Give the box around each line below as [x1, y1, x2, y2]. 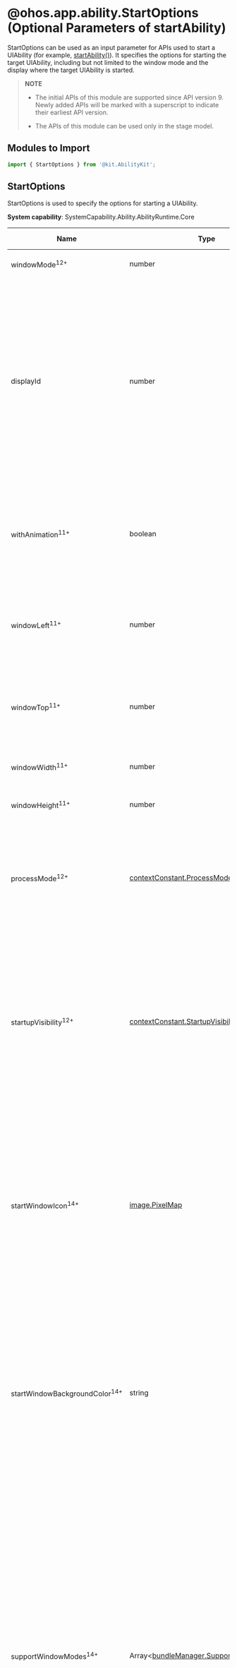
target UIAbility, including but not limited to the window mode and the [7, 58, 209, 66]
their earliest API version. [35, 108, 109, 116]
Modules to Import [7, 143, 90, 155]
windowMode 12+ [11, 258, 68, 270]
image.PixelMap [129, 1200, 183, 1210]
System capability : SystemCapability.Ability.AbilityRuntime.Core [7, 213, 195, 222]
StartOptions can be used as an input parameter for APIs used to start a [7, 43, 216, 52]
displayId [11, 376, 41, 386]
